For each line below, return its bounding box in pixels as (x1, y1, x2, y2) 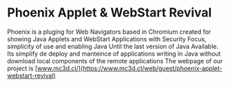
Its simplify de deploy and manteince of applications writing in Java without (7, 50, 221, 58)
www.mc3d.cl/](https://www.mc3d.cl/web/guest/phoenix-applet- (36, 64, 222, 72)
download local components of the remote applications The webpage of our (7, 56, 223, 65)
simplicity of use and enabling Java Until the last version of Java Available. (7, 42, 219, 50)
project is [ (7, 64, 38, 72)
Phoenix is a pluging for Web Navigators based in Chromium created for (7, 28, 211, 36)
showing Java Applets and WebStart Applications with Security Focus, (7, 34, 207, 43)
